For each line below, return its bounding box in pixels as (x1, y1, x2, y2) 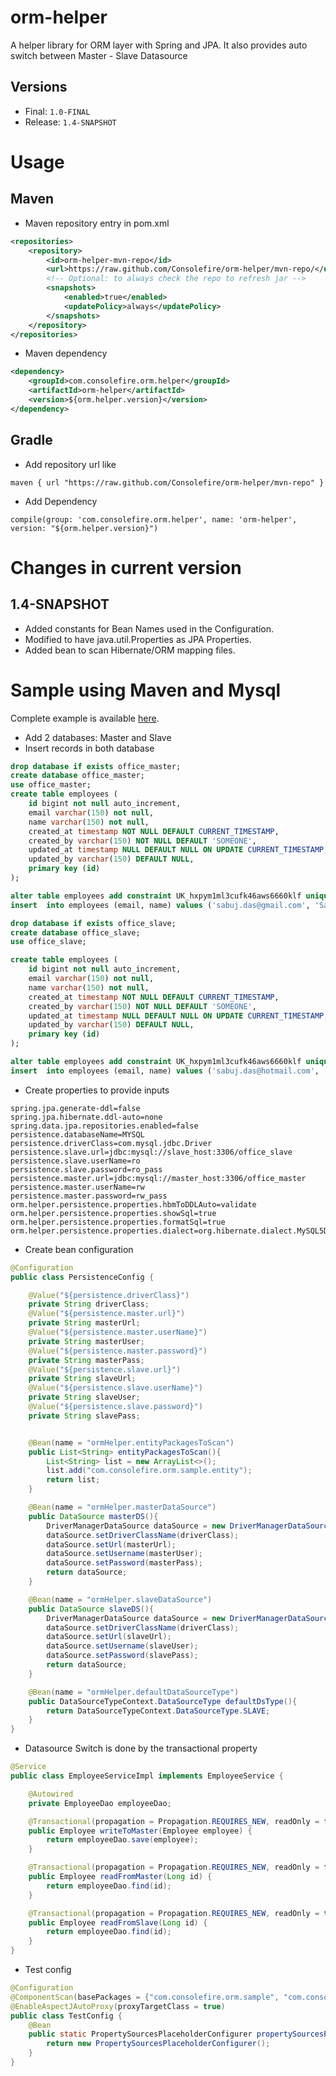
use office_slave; (10, 937, 87, 947)
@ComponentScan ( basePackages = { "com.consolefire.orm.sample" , (10, 1992, 280, 2002)
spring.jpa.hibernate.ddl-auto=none (10, 1112, 163, 1122)
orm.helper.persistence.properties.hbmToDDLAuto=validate (10, 1199, 257, 1210)
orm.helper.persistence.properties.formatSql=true (10, 1217, 226, 1227)
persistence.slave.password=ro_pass (10, 1164, 163, 1175)
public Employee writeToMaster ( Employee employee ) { (28, 1826, 253, 1836)
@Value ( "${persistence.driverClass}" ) (28, 1290, 190, 1300)
